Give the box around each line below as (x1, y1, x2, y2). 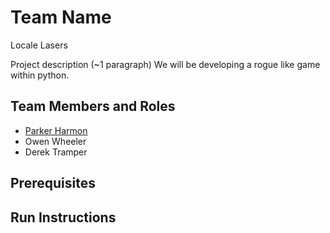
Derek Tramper (24, 146, 88, 158)
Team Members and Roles (10, 98, 176, 115)
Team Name (10, 6, 112, 29)
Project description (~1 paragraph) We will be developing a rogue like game (10, 58, 321, 70)
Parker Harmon (24, 124, 88, 136)
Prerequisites (10, 175, 96, 192)
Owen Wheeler (24, 135, 87, 147)
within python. (10, 69, 70, 81)
